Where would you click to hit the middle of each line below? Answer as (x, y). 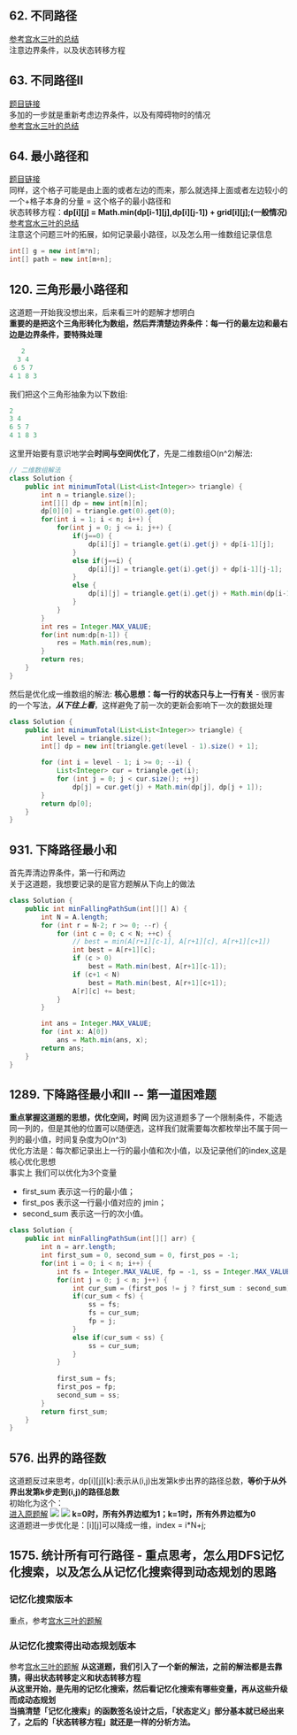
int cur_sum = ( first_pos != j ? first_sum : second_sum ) (181, 1288)
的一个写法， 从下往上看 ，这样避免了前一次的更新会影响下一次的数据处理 (141, 705)
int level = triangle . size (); (96, 738)
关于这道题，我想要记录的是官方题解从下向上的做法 (102, 884)
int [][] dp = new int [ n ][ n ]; (95, 503)
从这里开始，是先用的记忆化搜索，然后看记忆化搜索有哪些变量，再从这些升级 (148, 1689)
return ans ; (63, 1048)
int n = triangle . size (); (89, 495)
